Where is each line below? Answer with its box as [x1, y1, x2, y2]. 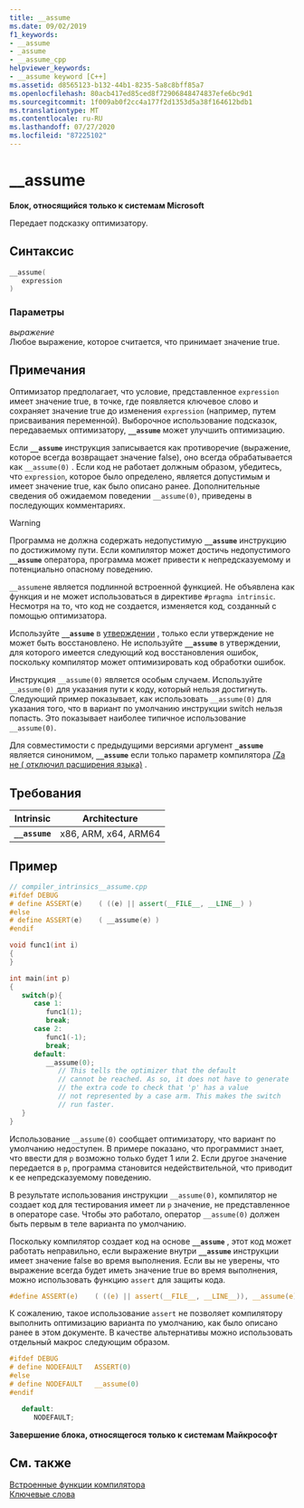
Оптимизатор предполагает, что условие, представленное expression [9, 387, 280, 397]
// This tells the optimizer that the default [57, 1066, 237, 1075]
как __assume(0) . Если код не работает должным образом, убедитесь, [9, 462, 282, 472]
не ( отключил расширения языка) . [9, 759, 147, 770]
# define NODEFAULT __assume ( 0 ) [9, 1379, 140, 1389]
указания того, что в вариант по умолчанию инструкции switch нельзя [9, 703, 283, 714]
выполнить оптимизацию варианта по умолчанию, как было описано [9, 1318, 279, 1329]
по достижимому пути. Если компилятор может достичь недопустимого [9, 545, 291, 556]
